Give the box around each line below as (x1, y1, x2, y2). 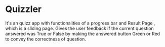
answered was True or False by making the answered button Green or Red (5, 30, 160, 36)
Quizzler (5, 3, 42, 15)
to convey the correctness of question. (5, 36, 86, 42)
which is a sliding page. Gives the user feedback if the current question (5, 25, 154, 31)
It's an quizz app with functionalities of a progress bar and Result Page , (5, 20, 155, 26)
